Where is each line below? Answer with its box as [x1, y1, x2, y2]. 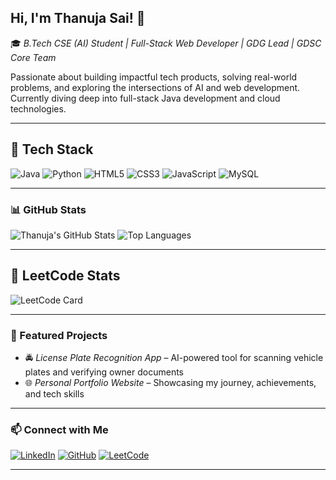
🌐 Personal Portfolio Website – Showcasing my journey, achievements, [24, 377, 317, 389]
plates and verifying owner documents [24, 366, 184, 378]
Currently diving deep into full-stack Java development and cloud [10, 92, 281, 104]
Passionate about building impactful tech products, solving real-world [10, 71, 298, 83]
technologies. [10, 102, 67, 115]
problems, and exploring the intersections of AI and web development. [10, 81, 301, 93]
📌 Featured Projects [10, 328, 108, 342]
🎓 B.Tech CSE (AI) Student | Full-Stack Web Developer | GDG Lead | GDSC [10, 37, 322, 49]
